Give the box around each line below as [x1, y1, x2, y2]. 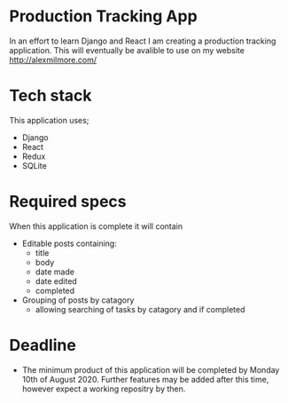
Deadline [9, 336, 77, 355]
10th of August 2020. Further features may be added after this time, [21, 374, 269, 384]
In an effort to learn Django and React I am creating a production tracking [9, 36, 276, 46]
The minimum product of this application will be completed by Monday [21, 364, 280, 375]
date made [35, 266, 75, 277]
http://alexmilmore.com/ [9, 54, 97, 65]
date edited [35, 275, 77, 286]
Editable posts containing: [21, 238, 117, 249]
